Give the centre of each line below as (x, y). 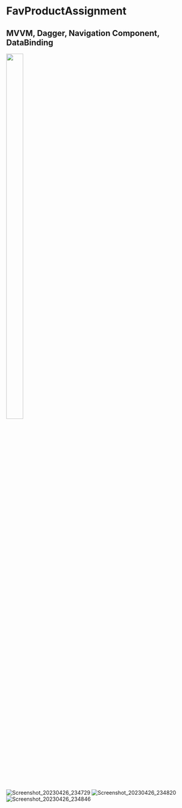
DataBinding (30, 42)
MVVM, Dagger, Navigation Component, (83, 33)
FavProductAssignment (66, 11)
